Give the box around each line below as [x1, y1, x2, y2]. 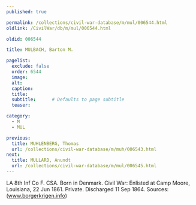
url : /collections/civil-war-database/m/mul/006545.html [11, 163, 157, 169]
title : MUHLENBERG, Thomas [11, 140, 79, 147]
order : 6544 [11, 69, 42, 75]
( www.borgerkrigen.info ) [6, 192, 68, 199]
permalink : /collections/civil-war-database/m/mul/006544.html [6, 19, 168, 26]
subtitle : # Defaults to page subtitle [11, 97, 125, 103]
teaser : [11, 103, 31, 108]
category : [6, 113, 31, 119]
